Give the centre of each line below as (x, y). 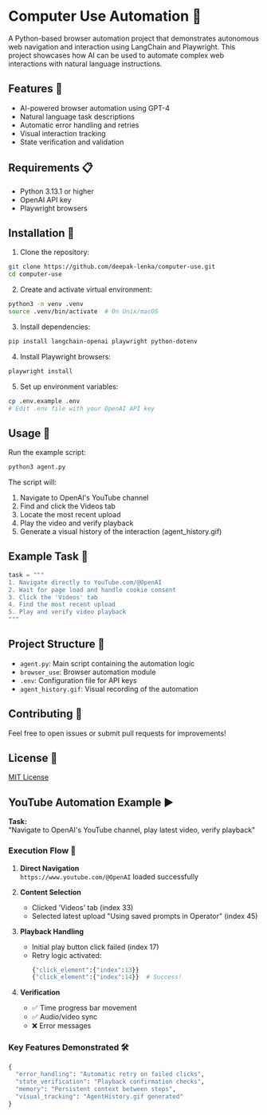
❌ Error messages (61, 1026)
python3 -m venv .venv (46, 304)
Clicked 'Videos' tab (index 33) (82, 907)
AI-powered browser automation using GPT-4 (94, 108)
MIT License (29, 777)
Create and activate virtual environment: (86, 289)
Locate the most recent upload (70, 515)
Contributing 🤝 (45, 714)
